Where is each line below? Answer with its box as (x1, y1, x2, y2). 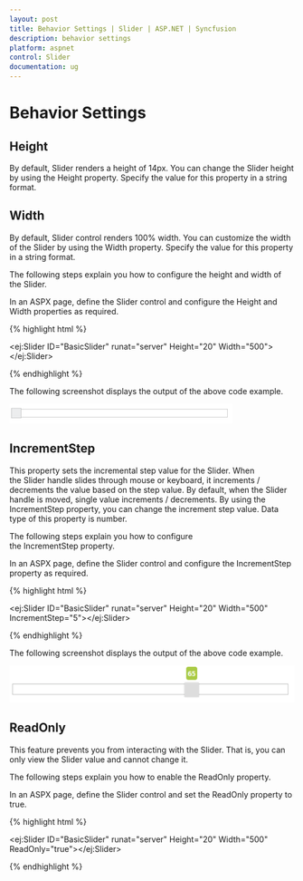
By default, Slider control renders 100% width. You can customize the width (9, 232, 291, 243)
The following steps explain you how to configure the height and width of (9, 268, 282, 280)
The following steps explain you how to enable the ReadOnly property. (9, 771, 271, 782)
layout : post (9, 15, 59, 24)
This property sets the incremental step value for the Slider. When (9, 465, 255, 476)
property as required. (9, 567, 89, 578)
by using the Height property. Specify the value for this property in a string (9, 172, 288, 183)
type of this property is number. (9, 513, 128, 524)
